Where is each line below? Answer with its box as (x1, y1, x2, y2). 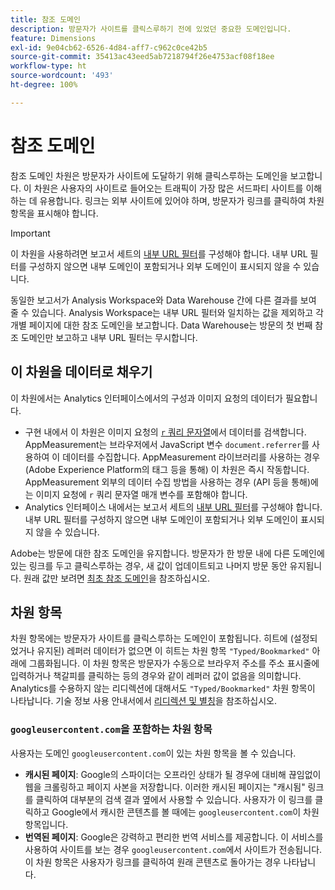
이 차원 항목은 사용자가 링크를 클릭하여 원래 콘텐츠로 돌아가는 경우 (24, 856, 282, 868)
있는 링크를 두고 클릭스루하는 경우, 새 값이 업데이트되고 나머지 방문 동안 (10, 559, 288, 571)
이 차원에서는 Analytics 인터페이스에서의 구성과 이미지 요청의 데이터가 (10, 392, 284, 404)
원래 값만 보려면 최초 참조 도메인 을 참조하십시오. (23, 572, 211, 584)
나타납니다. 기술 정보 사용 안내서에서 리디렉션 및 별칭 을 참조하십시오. (10, 695, 277, 707)
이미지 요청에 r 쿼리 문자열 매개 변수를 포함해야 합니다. (35, 488, 248, 500)
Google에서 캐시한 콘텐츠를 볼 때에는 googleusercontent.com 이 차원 (51, 806, 320, 818)
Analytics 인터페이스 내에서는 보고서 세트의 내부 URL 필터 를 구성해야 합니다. (24, 501, 323, 513)
